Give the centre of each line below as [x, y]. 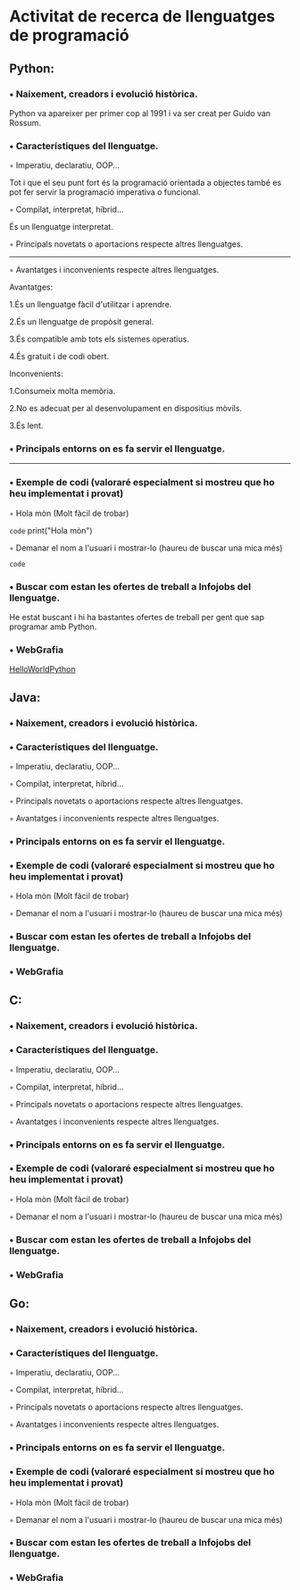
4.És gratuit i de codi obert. [59, 357]
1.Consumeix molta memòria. [62, 391]
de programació [69, 35]
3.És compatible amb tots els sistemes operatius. [99, 339]
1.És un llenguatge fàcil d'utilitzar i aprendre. [91, 305]
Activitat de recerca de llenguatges [142, 17]
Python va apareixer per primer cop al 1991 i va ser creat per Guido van [140, 113]
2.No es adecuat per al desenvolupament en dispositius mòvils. [126, 408]
